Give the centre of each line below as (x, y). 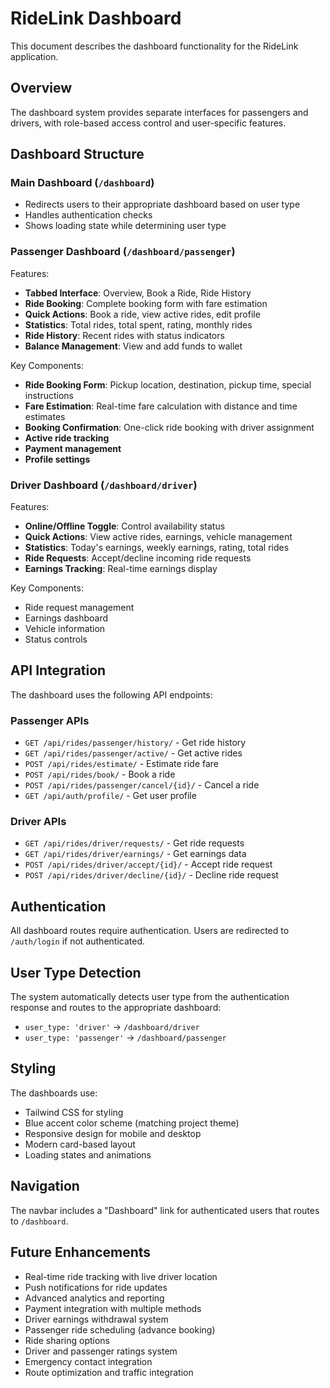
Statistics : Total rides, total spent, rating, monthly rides (138, 324)
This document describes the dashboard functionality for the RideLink (154, 46)
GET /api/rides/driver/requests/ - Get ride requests (134, 843)
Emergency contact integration (88, 1361)
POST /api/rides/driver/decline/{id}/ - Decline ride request (151, 875)
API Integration (58, 670)
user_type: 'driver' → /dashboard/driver (112, 1027)
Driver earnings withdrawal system (96, 1319)
